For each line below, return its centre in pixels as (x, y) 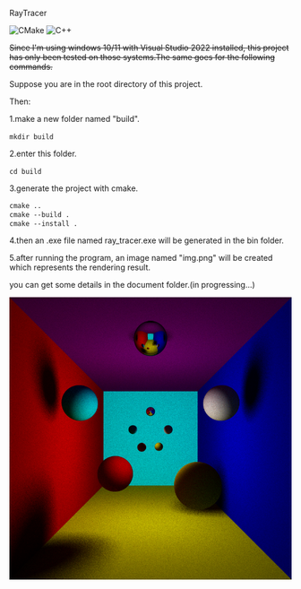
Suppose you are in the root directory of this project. (106, 84)
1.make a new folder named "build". (75, 119)
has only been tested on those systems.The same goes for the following (142, 57)
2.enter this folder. (43, 153)
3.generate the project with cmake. (74, 188)
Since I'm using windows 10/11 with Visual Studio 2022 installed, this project (149, 48)
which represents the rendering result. (80, 267)
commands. (31, 67)
